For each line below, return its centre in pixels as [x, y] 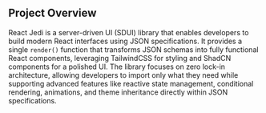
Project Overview [52, 13]
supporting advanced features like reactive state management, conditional [131, 83]
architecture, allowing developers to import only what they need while [123, 75]
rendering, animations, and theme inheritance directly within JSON [118, 92]
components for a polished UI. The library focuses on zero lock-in [117, 67]
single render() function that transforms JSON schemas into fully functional [133, 49]
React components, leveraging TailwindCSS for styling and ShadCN [120, 58]
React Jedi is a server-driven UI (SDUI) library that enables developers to [129, 32]
